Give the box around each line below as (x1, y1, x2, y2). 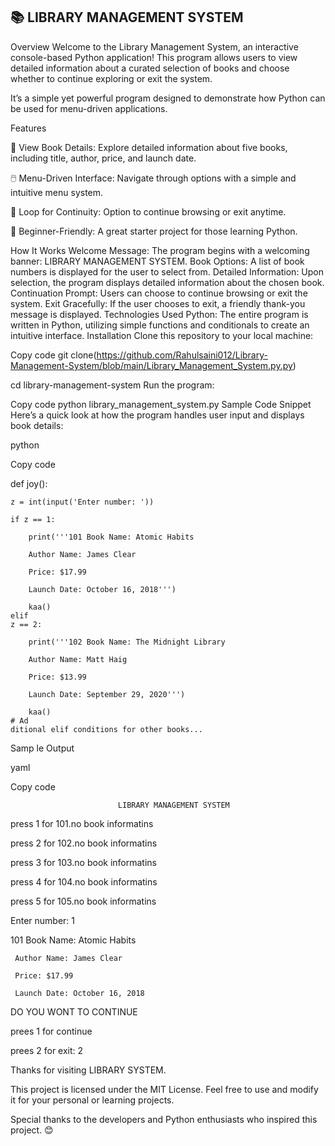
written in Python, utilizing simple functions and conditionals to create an (10, 319, 310, 331)
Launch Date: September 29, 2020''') (28, 689, 186, 699)
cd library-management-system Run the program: (10, 379, 215, 391)
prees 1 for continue (10, 1025, 93, 1037)
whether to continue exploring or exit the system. (10, 72, 213, 84)
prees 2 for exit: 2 (10, 1044, 84, 1056)
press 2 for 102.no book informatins (10, 837, 158, 849)
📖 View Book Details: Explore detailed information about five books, (10, 141, 288, 153)
